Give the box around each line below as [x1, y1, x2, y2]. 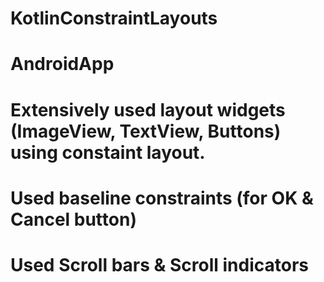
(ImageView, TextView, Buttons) [10, 120, 282, 142]
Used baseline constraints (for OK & [10, 187, 314, 209]
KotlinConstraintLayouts [10, 7, 218, 30]
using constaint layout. [10, 141, 206, 164]
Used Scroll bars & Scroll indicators [10, 253, 309, 276]
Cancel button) [10, 208, 137, 231]
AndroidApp [10, 53, 115, 76]
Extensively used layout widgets [10, 98, 286, 121]
